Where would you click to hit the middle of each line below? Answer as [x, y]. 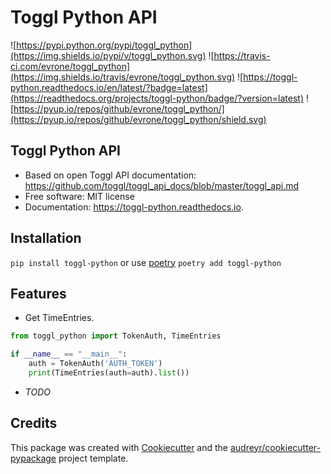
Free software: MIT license [79, 196]
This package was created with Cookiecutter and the [119, 447]
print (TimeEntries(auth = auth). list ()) [109, 373]
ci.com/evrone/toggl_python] [70, 66]
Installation [46, 238]
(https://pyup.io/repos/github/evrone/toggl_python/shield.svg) [138, 119]
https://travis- [242, 55]
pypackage [33, 458]
